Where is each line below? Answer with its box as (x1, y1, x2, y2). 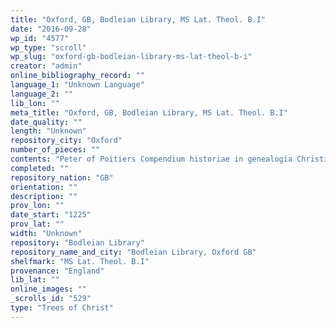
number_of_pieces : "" (10, 145, 101, 155)
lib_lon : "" (10, 98, 60, 108)
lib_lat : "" (10, 275, 60, 285)
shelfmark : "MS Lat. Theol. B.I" (10, 256, 150, 266)
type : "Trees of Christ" (10, 303, 114, 313)
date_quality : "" (10, 117, 83, 127)
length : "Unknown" (10, 126, 87, 136)
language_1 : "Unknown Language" (10, 80, 145, 90)
